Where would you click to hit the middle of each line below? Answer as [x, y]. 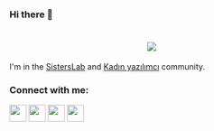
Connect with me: [49, 89]
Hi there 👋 [32, 14]
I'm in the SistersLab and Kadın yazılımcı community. [107, 66]
